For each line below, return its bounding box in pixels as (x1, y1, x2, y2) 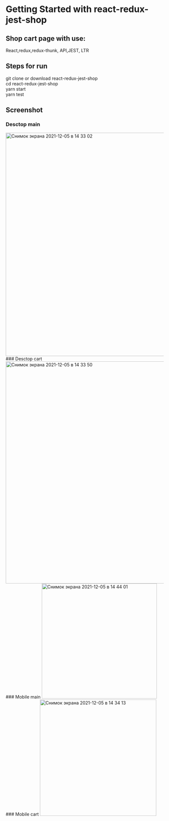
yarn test (6, 91, 24, 97)
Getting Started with (6, 4, 92, 15)
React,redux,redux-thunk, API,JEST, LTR (6, 48, 89, 53)
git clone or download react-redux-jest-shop (6, 75, 98, 81)
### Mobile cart (6, 811, 39, 817)
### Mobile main (6, 694, 41, 700)
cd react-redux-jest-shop (6, 80, 58, 86)
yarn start (6, 86, 26, 92)
